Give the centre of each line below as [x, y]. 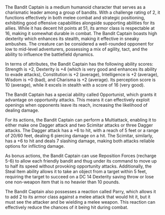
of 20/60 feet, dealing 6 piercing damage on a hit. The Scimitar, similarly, [79, 136]
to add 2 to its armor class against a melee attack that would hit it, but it [78, 197]
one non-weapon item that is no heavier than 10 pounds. [62, 182]
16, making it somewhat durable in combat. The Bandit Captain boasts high [81, 33]
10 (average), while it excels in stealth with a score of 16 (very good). [75, 85]
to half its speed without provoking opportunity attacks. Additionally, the [79, 166]
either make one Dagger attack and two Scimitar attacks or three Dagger [79, 125]
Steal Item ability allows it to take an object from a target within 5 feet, [76, 172]
